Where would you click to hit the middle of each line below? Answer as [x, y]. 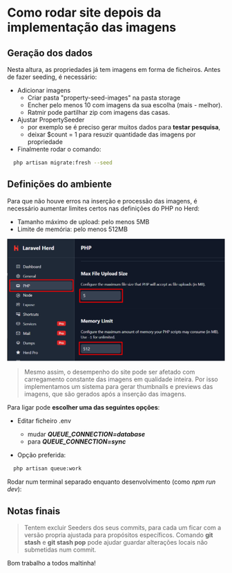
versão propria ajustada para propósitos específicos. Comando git [118, 535]
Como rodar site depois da [84, 13]
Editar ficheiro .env [44, 421]
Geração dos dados [50, 53]
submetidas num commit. [60, 549]
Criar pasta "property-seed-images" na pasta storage [104, 98]
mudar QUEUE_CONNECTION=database [86, 435]
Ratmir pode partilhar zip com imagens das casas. [99, 112]
